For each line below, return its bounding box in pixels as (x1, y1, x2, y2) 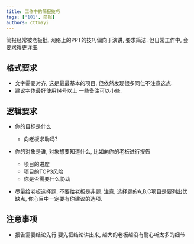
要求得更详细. (6, 44, 40, 51)
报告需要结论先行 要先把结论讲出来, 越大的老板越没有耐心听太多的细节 (14, 231, 185, 238)
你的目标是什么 (14, 123, 51, 130)
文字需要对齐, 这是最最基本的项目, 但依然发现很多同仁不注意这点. (14, 80, 173, 87)
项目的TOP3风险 (23, 168, 64, 175)
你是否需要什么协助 (23, 175, 71, 182)
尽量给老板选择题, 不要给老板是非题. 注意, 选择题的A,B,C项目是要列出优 (14, 188, 188, 195)
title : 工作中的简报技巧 (6, 8, 60, 15)
